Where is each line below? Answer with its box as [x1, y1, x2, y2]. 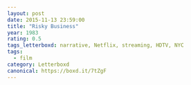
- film [13, 55, 33, 62]
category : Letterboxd [7, 61, 70, 68]
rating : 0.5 [7, 36, 42, 42]
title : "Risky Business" [7, 23, 79, 29]
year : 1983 [7, 29, 39, 36]
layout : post [7, 10, 45, 17]
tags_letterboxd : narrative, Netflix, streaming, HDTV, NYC [7, 42, 185, 49]
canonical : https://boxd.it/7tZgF [7, 67, 107, 74]
